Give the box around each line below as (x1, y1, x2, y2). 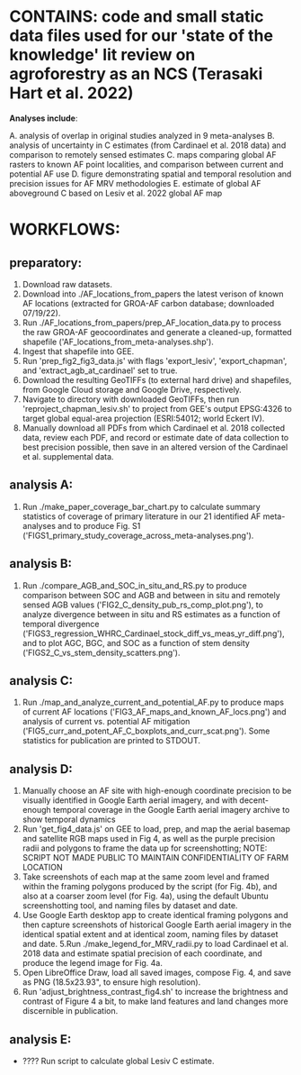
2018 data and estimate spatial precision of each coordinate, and (22, 948, 262, 959)
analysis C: (9, 673, 74, 688)
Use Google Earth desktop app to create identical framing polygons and (22, 910, 288, 921)
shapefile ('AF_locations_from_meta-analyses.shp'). (22, 336, 214, 347)
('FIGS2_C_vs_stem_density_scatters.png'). (22, 647, 181, 658)
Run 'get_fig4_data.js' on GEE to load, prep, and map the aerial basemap (22, 824, 290, 834)
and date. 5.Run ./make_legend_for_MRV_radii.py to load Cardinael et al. (22, 939, 289, 950)
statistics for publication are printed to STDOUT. (22, 735, 200, 746)
